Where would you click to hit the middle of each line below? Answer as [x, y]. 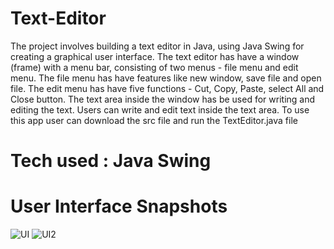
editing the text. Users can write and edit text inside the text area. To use [160, 109]
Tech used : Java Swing [111, 161]
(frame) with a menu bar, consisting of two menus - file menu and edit [154, 67]
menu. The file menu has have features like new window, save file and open [166, 78]
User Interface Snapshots [119, 206]
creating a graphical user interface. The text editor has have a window [155, 56]
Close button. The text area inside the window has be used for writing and [163, 99]
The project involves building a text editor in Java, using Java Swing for [157, 46]
